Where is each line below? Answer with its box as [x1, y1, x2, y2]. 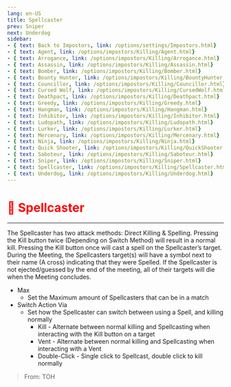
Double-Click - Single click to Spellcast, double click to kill [37, 352, 203, 360]
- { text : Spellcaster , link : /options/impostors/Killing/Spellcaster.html [7, 163, 229, 171]
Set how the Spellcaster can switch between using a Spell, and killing [27, 308, 223, 317]
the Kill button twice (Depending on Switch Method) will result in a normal [7, 236, 216, 244]
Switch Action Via [16, 301, 67, 309]
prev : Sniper [7, 23, 45, 30]
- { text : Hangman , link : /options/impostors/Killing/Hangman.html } [7, 106, 208, 113]
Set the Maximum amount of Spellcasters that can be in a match [27, 293, 210, 302]
